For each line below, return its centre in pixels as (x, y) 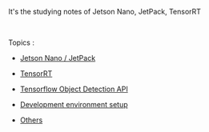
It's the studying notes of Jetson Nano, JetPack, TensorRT (105, 12)
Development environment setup (74, 104)
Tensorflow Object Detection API (74, 89)
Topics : (21, 42)
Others (31, 120)
